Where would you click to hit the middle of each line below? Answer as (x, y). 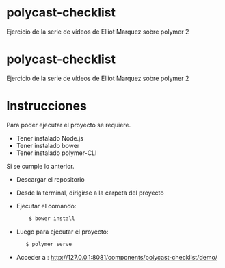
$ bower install (52, 218)
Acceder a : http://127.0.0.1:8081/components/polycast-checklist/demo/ (117, 257)
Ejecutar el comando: (46, 206)
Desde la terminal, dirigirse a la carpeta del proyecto (90, 193)
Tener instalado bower (48, 145)
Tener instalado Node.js (50, 138)
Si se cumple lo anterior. (40, 166)
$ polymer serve (49, 244)
